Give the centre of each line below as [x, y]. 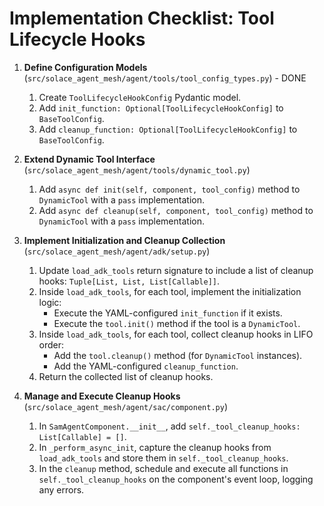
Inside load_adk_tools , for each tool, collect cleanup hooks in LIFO [176, 334]
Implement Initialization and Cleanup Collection [124, 240]
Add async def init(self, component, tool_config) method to [169, 189]
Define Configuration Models [85, 67]
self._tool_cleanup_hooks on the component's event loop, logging [176, 479]
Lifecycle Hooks [77, 39]
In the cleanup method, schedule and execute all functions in [163, 468]
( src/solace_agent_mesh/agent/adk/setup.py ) [117, 251]
